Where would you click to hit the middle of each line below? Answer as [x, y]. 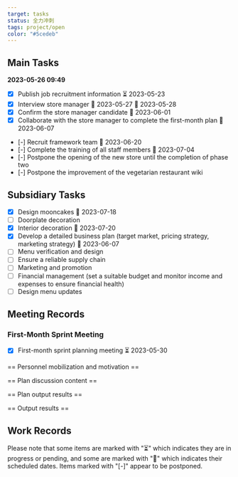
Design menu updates [50, 291]
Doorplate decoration [49, 220]
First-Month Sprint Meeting [56, 334]
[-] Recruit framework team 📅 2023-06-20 [80, 142]
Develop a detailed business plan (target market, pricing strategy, [113, 236]
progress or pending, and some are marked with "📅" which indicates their [115, 458]
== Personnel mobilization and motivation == [74, 367]
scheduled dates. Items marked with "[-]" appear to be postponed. [105, 466]
